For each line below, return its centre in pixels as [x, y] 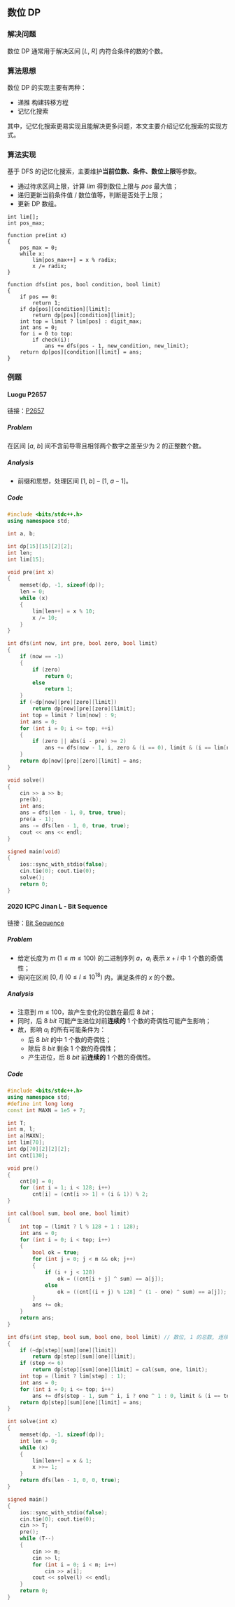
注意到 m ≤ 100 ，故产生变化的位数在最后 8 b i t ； [86, 1012]
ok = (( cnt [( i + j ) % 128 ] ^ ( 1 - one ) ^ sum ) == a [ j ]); [142, 1292]
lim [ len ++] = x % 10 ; [64, 611]
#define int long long [40, 1104]
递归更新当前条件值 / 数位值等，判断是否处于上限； [91, 195]
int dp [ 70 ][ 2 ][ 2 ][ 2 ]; [39, 1149]
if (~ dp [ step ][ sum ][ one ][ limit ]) [69, 1350]
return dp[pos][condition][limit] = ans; [81, 352]
